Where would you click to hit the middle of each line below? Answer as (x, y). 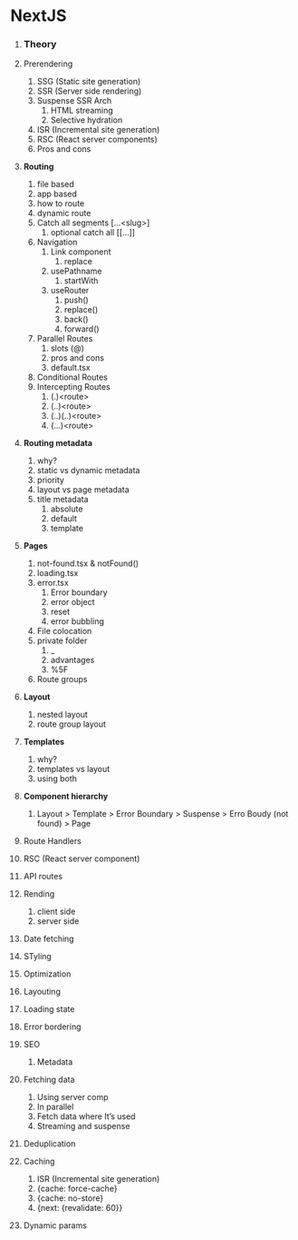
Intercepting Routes (74, 387)
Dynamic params (55, 1225)
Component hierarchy (66, 797)
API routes (43, 877)
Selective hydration (87, 120)
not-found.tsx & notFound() (88, 563)
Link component (81, 252)
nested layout (62, 715)
